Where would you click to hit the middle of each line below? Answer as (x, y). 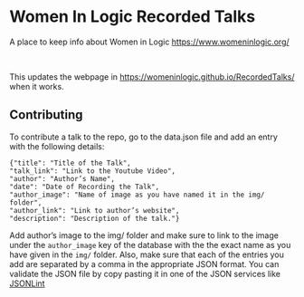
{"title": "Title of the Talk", (70, 163)
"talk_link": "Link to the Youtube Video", (93, 171)
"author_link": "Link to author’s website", (95, 210)
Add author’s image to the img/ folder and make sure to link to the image (144, 235)
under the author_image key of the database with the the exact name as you (150, 244)
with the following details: (57, 146)
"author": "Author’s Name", (62, 178)
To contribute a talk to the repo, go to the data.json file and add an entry (144, 137)
